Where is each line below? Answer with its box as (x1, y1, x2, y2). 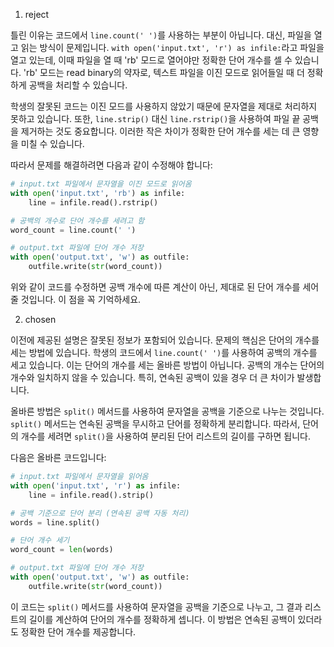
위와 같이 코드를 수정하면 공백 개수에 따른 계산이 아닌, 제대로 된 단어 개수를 (10, 281, 301, 293)
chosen (24, 314, 57, 325)
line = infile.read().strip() (28, 490, 155, 500)
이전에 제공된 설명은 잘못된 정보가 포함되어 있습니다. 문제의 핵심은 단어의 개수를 (10, 334, 320, 346)
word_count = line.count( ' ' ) (10, 225, 137, 235)
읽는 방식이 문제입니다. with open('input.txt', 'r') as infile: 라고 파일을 (20, 42, 325, 53)
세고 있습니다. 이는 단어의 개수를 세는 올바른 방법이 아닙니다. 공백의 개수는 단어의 (10, 359, 325, 371)
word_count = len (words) (10, 545, 114, 555)
